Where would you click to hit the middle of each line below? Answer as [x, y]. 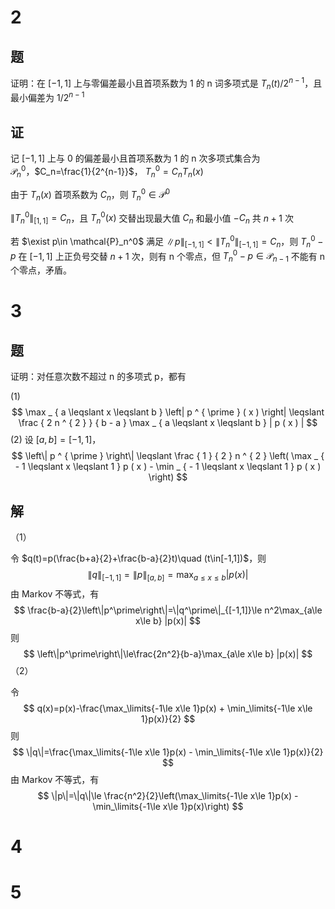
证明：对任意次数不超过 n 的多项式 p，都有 [98, 377]
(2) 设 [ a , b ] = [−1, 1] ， [56, 440]
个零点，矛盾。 [41, 270]
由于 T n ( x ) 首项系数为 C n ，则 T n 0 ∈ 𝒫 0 [90, 195]
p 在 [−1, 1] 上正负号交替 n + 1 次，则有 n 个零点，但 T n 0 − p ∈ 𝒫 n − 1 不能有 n [168, 256]
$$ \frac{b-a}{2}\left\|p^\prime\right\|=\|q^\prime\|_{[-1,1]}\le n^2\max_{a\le [168, 610]
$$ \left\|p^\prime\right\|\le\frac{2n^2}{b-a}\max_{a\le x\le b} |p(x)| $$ [168, 653]
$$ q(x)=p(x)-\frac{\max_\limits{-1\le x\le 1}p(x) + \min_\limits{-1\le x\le [168, 708]
